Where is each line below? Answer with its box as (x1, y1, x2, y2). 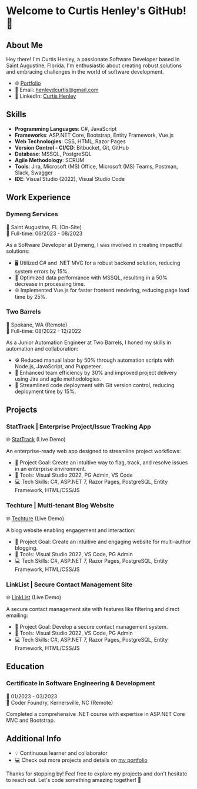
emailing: (6, 612, 28, 619)
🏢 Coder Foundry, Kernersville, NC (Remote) (6, 699, 113, 706)
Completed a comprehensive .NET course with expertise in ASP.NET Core (6, 710, 185, 717)
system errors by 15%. (14, 268, 69, 275)
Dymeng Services (6, 210, 58, 219)
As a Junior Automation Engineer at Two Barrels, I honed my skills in (6, 339, 172, 346)
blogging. (14, 544, 38, 552)
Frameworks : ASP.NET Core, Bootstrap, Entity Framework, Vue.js (14, 131, 174, 138)
